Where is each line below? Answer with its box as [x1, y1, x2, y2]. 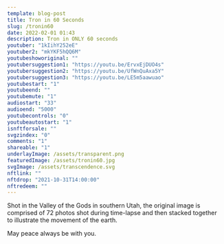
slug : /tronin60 [7, 23, 54, 30]
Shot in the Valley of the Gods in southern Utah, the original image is [7, 201, 201, 210]
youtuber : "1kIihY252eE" [7, 42, 78, 49]
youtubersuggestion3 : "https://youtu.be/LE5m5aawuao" [7, 74, 165, 81]
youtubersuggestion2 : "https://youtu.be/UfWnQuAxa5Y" [7, 67, 165, 74]
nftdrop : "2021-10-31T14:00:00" [7, 176, 100, 183]
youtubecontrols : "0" [7, 112, 69, 119]
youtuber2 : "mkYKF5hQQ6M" [7, 49, 81, 56]
